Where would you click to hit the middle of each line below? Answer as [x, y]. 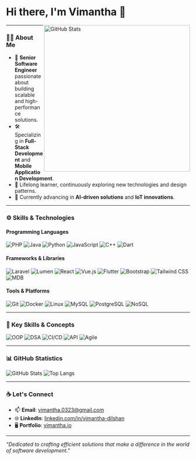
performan [27, 107]
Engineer [26, 70]
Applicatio [27, 172]
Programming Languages [37, 231]
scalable [24, 95]
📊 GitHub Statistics [34, 358]
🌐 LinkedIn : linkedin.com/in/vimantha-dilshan [69, 418]
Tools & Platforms [28, 291]
